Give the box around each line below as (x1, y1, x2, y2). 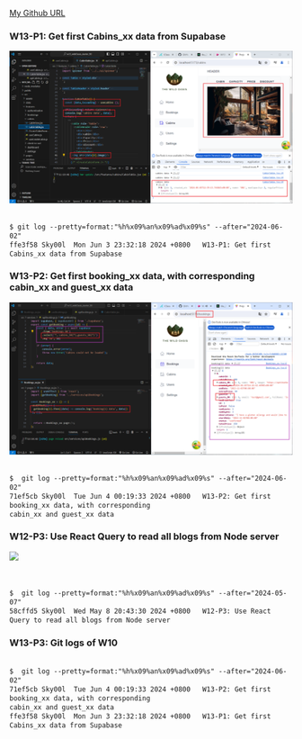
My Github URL (9, 8, 66, 18)
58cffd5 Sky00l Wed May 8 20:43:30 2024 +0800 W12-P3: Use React (9, 607, 271, 616)
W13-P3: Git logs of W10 (9, 636, 119, 649)
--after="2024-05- (218, 589, 288, 598)
